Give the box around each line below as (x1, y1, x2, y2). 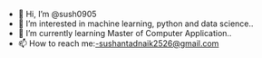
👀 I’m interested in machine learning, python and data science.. (17, 18, 254, 29)
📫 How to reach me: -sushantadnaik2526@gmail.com (17, 38, 219, 49)
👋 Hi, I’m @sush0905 (17, 9, 97, 19)
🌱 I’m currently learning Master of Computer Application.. (17, 28, 232, 38)
